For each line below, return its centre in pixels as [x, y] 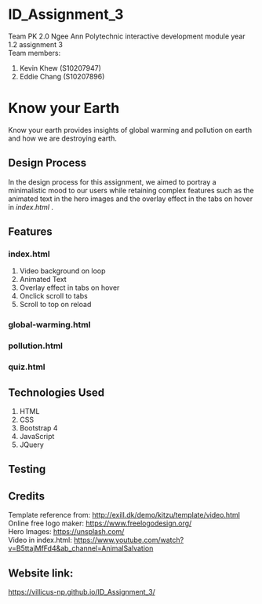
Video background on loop [62, 271]
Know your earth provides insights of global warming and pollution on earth [130, 130]
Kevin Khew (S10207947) [60, 68]
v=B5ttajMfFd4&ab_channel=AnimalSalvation [81, 548]
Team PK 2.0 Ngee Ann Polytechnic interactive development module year [127, 36]
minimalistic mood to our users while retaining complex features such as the [131, 190]
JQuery [32, 445]
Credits [27, 496]
